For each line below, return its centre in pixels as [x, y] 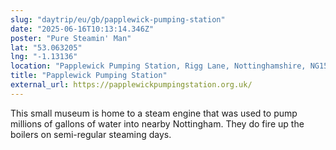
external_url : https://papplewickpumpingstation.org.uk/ [131, 85]
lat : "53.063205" [46, 47]
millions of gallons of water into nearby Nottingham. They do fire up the [157, 123]
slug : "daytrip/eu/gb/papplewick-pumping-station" [118, 19]
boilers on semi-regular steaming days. [91, 134]
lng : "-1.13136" [44, 57]
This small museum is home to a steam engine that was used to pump [154, 113]
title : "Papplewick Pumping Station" [89, 76]
